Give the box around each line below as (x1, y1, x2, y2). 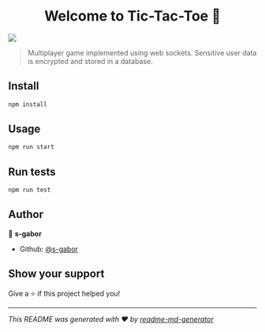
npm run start (8, 143, 55, 151)
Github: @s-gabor (19, 244, 79, 254)
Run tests (8, 165, 56, 179)
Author (8, 208, 43, 221)
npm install (8, 100, 47, 108)
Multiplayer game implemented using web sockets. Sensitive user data (27, 47, 257, 58)
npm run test (8, 186, 51, 194)
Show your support (8, 267, 105, 281)
